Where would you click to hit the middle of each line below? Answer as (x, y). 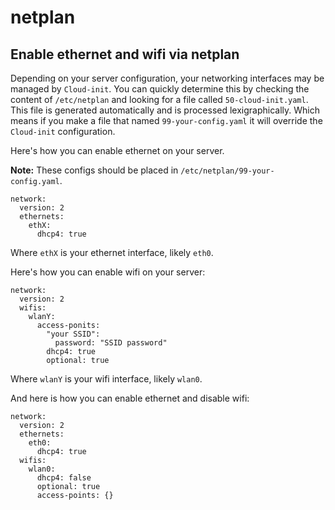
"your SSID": (73, 334)
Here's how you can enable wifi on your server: (108, 272)
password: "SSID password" (111, 343)
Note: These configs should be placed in (94, 170)
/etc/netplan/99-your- (227, 171)
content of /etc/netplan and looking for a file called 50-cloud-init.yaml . (159, 99)
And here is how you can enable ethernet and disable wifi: (130, 398)
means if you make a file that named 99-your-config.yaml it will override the (166, 120)
